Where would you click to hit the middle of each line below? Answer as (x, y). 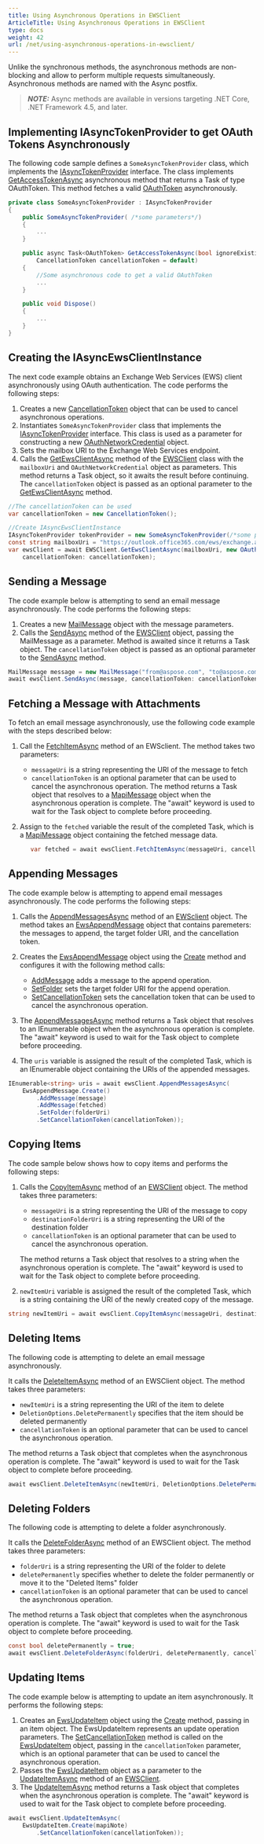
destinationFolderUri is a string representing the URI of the (128, 1219)
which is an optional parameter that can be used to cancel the (119, 1754)
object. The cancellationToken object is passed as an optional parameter (137, 649)
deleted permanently (53, 1421)
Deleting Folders (49, 1508)
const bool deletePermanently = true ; (71, 1646)
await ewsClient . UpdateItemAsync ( (65, 1818)
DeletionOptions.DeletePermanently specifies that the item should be (131, 1413)
